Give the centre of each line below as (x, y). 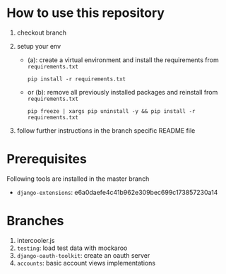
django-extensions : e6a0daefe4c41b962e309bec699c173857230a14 (117, 192)
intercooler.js (36, 240)
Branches (35, 221)
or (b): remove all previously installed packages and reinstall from (123, 92)
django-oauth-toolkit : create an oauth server (83, 255)
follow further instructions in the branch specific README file (106, 130)
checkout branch (42, 32)
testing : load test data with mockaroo (72, 248)
